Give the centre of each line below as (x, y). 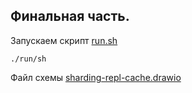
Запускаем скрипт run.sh (64, 40)
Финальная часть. (70, 16)
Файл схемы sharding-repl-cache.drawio (96, 77)
